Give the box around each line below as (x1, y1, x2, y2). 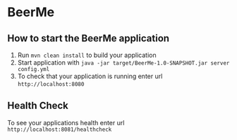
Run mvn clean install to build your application (17, 51, 157, 59)
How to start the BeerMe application (7, 32, 170, 44)
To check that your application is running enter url (17, 72, 163, 80)
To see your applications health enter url (7, 118, 125, 127)
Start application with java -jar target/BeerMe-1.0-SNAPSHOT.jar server (17, 58, 230, 67)
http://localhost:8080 (17, 81, 85, 88)
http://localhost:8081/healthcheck (7, 126, 112, 133)
